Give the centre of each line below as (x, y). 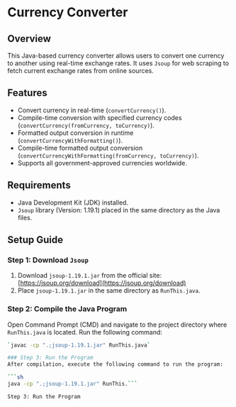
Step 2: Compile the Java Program (67, 309)
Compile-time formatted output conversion (80, 148)
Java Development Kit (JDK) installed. (73, 202)
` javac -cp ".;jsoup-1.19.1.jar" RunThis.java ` (79, 345)
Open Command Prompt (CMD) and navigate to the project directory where (117, 325)
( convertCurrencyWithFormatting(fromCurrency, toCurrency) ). (108, 155)
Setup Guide (35, 240)
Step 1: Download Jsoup (48, 260)
